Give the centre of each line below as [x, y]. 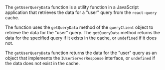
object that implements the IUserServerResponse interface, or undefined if [80, 58]
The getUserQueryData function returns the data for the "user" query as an [81, 53]
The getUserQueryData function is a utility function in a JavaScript [72, 7]
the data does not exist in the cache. [43, 63]
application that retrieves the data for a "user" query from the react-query [81, 12]
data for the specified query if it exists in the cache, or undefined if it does [81, 38]
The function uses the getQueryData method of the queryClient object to [79, 27]
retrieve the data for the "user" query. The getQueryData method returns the [83, 33]
